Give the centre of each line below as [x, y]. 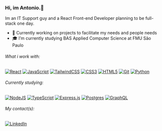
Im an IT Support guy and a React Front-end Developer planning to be [75, 18]
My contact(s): [20, 109]
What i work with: [23, 56]
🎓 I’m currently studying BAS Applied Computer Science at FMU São [81, 38]
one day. [25, 23]
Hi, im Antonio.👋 [24, 8]
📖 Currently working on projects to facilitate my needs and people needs [84, 33]
